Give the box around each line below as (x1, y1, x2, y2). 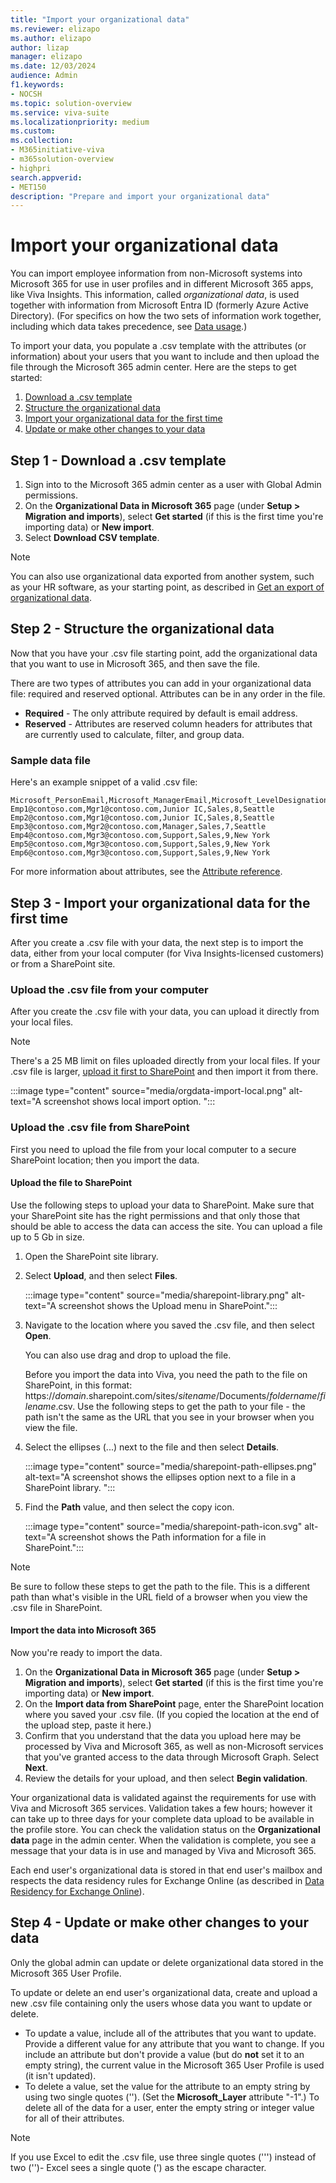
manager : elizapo (10, 52, 83, 62)
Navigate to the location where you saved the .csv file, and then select (24, 1319, 315, 1331)
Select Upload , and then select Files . (24, 1269, 178, 1281)
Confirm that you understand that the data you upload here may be (24, 1729, 302, 1741)
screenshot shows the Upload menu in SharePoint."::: (58, 1299, 278, 1311)
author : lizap (10, 42, 70, 53)
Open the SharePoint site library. (24, 1250, 159, 1262)
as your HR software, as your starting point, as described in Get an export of (10, 581, 325, 593)
